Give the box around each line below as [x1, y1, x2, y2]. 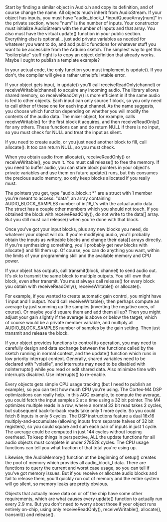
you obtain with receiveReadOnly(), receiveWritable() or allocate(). [5, 283, 141, 289]
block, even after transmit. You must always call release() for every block [5, 278, 155, 284]
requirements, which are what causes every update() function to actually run [5, 496, 163, 502]
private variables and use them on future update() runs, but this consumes [5, 170, 158, 176]
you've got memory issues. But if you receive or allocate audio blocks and [5, 470, 157, 476]
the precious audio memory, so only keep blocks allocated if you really [5, 175, 151, 181]
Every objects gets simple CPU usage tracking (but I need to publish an [5, 381, 152, 387]
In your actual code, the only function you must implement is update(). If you [5, 67, 163, 73]
